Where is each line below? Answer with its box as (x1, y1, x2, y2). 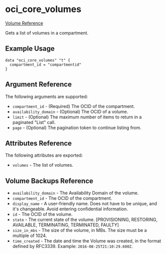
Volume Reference (5, 20, 43, 26)
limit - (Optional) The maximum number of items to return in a (12, 114, 142, 120)
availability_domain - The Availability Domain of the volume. (12, 190, 139, 196)
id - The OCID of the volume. (12, 211, 73, 217)
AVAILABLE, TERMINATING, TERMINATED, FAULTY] (12, 222, 119, 228)
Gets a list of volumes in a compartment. (5, 30, 88, 36)
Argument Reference (5, 80, 72, 89)
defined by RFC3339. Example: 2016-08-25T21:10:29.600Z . (12, 243, 133, 249)
